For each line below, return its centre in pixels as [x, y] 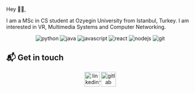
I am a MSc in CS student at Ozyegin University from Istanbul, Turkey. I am [97, 20]
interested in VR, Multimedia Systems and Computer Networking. [86, 27]
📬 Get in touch [35, 58]
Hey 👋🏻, [16, 9]
